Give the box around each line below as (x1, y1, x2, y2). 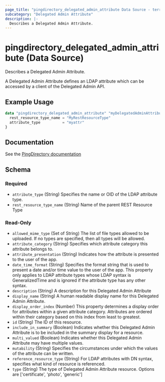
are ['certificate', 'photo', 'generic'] (12, 372, 82, 378)
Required (5, 180, 27, 187)
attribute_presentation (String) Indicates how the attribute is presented (12, 251, 159, 257)
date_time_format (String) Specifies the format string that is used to (12, 262, 149, 268)
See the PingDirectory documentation (5, 151, 82, 157)
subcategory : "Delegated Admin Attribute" (5, 12, 93, 17)
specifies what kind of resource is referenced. (12, 361, 106, 367)
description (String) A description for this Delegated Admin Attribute (12, 288, 151, 294)
